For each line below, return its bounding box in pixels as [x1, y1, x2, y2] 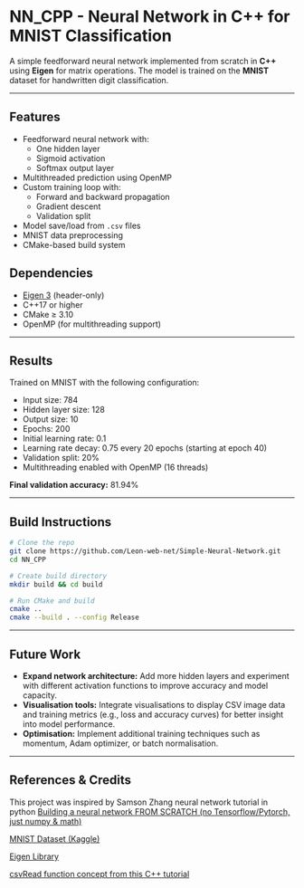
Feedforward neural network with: [22, 133, 149, 144]
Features [9, 110, 61, 125]
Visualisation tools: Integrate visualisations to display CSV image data [22, 700, 286, 710]
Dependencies [9, 265, 93, 282]
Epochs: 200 [22, 424, 71, 434]
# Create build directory [9, 571, 107, 580]
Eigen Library [9, 851, 60, 862]
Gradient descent [35, 201, 101, 212]
